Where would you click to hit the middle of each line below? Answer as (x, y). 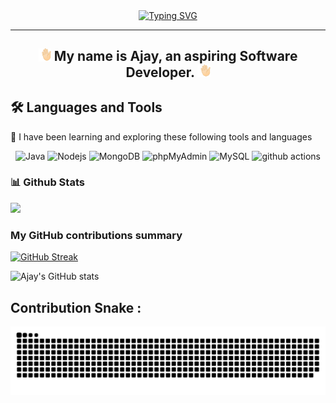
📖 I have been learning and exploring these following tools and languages (161, 136)
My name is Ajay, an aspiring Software (175, 56)
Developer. (160, 72)
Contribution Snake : (76, 307)
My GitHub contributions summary (96, 235)
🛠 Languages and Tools (86, 107)
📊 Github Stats (47, 182)
